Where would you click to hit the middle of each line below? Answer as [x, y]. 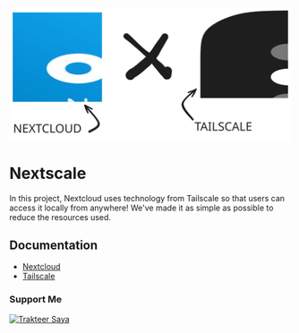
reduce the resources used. [60, 217]
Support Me [36, 300]
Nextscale [48, 173]
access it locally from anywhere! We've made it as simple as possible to [141, 208]
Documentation [54, 246]
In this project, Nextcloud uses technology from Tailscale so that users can [147, 198]
